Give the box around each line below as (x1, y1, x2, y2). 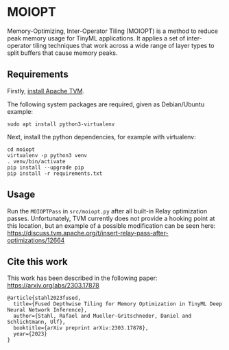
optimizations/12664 (7, 236, 65, 244)
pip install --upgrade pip (7, 164, 84, 171)
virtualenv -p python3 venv (7, 152, 88, 159)
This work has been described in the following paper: (7, 274, 158, 282)
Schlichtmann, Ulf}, (7, 318, 67, 326)
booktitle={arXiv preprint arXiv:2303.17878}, (13, 325, 149, 331)
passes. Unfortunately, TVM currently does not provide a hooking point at (7, 214, 215, 222)
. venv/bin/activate (7, 158, 67, 165)
